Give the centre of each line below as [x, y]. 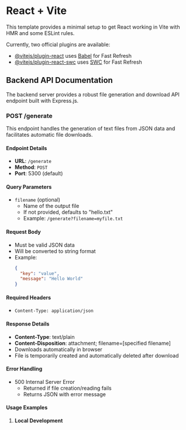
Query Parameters [29, 187]
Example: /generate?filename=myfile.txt [73, 219]
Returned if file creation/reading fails [68, 388]
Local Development [39, 420]
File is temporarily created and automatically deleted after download [97, 355]
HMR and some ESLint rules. [40, 33]
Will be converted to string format [55, 251]
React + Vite [37, 11]
